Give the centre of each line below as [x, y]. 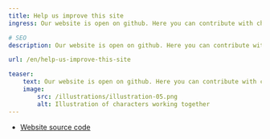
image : [34, 89]
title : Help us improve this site [66, 16]
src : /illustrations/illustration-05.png [108, 96]
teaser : [21, 74]
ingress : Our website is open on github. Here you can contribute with [131, 23]
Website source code [55, 127]
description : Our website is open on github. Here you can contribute [129, 45]
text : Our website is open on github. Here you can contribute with [140, 82]
